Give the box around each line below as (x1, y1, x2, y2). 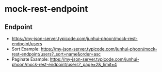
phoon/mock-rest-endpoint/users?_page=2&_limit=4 (11, 62, 117, 67)
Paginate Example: (11, 56, 49, 62)
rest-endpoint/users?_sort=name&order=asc (11, 51, 101, 57)
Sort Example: (11, 46, 40, 52)
